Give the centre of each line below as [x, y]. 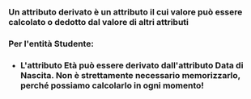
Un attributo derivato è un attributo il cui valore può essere [125, 12]
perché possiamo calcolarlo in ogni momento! [112, 85]
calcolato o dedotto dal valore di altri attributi [98, 22]
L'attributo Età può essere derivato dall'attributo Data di [132, 65]
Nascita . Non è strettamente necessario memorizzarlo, [130, 75]
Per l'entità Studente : [51, 43]
